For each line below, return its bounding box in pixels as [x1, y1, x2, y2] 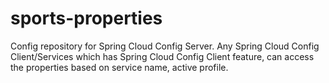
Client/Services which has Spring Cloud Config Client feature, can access [10, 50, 315, 62]
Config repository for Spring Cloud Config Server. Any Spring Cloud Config [10, 40, 320, 52]
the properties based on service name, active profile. [10, 61, 229, 73]
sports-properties [10, 7, 163, 30]
